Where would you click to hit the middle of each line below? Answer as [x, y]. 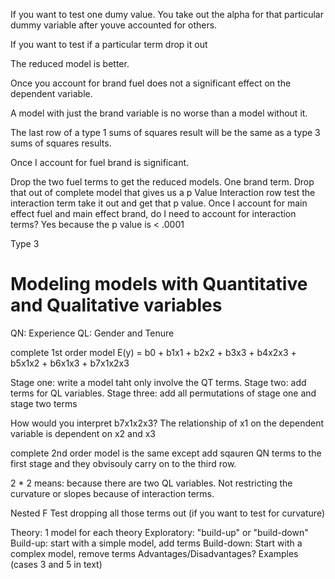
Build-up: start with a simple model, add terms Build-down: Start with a [156, 543]
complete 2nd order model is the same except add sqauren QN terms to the [166, 453]
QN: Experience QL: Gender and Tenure [92, 333]
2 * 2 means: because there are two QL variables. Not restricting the [151, 483]
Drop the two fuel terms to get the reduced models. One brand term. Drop [162, 182]
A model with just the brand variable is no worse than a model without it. [159, 113]
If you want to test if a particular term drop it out [109, 44]
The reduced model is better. [70, 63]
